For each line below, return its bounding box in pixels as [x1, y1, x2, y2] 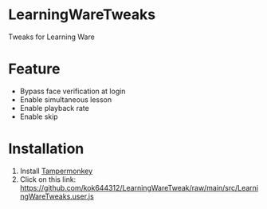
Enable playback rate [19, 103, 89, 112]
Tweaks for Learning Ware [8, 32, 96, 41]
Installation [8, 140, 84, 158]
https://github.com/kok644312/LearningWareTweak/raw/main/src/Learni [19, 183, 259, 192]
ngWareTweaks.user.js [19, 191, 94, 201]
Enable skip [19, 112, 58, 121]
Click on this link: [19, 174, 77, 184]
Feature [8, 60, 61, 78]
